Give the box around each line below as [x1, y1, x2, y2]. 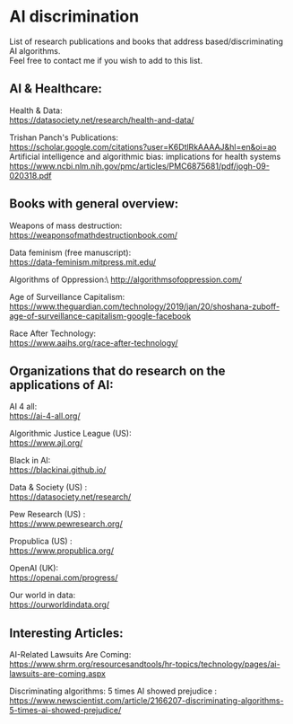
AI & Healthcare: [9, 81, 103, 96]
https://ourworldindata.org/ [9, 599, 110, 610]
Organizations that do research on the [9, 363, 226, 378]
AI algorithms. [9, 45, 61, 56]
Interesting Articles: [9, 625, 124, 640]
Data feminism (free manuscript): [9, 247, 132, 258]
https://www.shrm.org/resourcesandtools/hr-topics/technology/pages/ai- [9, 658, 280, 670]
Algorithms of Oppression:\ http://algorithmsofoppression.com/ [9, 274, 242, 285]
